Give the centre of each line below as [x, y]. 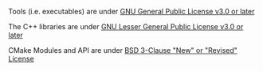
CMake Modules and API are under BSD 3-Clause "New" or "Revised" [123, 50]
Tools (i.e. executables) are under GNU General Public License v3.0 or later [131, 11]
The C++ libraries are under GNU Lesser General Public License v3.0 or [126, 26]
